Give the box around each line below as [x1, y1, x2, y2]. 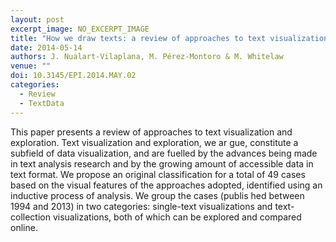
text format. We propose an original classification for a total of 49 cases [10, 168, 306, 180]
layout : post [10, 14, 65, 25]
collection [10, 211, 51, 223]
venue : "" [10, 61, 52, 71]
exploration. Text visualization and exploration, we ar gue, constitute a [10, 136, 299, 148]
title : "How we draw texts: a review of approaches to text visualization [10, 33, 329, 43]
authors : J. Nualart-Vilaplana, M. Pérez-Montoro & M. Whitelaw [10, 52, 284, 62]
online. [10, 221, 38, 233]
